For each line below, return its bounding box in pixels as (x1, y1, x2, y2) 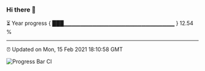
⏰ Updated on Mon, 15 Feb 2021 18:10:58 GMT (6, 46, 123, 53)
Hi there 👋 (6, 5, 37, 14)
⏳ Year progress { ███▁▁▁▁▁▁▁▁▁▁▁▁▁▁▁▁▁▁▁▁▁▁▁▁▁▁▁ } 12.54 (6, 19, 194, 27)
